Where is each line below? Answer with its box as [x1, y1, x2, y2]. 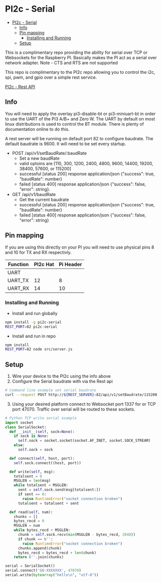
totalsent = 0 [14, 474, 42, 479]
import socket [5, 420, 34, 425]
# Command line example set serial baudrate [5, 388, 97, 393]
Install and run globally [12, 310, 58, 316]
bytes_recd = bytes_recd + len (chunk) [17, 550, 97, 555]
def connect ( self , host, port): [9, 456, 75, 461]
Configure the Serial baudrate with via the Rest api [12, 379, 113, 384]
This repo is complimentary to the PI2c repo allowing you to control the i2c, [5, 69, 155, 75]
